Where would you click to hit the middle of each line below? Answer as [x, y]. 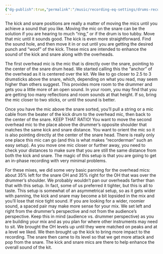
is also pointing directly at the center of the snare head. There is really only [80, 135]
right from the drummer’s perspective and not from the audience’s [71, 211]
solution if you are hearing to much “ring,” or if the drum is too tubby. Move [80, 33]
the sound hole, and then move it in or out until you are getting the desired [79, 44]
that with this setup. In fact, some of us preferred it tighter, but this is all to [79, 185]
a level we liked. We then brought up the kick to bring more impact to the [78, 232]
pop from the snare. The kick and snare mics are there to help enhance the [80, 242]
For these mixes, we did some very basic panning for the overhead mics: [78, 170]
